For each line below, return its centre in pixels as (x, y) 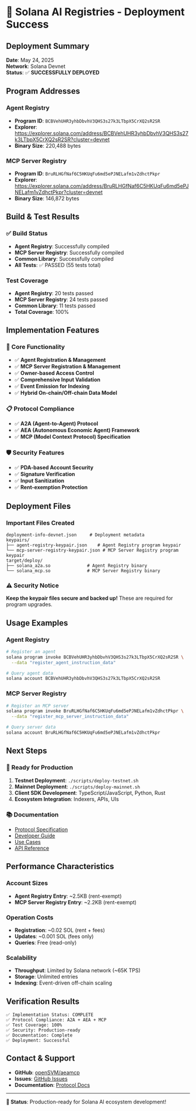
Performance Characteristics (60, 866)
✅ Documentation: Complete (39, 1035)
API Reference (32, 848)
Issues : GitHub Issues (41, 1078)
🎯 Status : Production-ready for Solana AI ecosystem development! (86, 1102)
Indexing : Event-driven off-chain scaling (63, 983)
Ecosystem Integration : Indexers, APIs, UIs (67, 799)
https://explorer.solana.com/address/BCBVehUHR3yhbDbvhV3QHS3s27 (101, 133)
